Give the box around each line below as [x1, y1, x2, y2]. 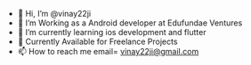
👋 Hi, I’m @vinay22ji [17, 9, 92, 18]
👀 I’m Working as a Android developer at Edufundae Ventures [17, 18, 243, 28]
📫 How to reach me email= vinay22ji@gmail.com [17, 47, 199, 56]
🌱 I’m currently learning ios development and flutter [17, 27, 206, 37]
